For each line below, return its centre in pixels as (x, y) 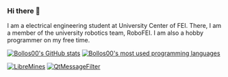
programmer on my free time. (49, 40)
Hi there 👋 (24, 11)
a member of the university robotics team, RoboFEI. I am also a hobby (105, 33)
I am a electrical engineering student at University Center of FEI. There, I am (114, 26)
